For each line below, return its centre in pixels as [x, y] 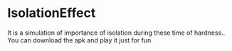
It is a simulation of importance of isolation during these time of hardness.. [116, 33]
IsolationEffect [52, 13]
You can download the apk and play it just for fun [79, 40]
